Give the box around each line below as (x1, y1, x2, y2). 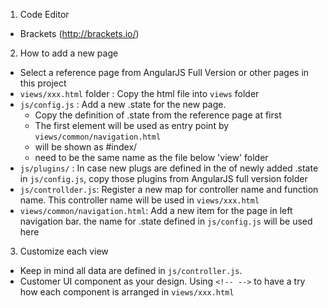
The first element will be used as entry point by (34, 120, 230, 131)
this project (19, 77, 67, 89)
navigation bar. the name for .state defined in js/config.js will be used (19, 215, 313, 227)
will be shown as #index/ (34, 141, 138, 153)
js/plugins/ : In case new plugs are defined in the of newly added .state (19, 162, 319, 174)
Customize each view (19, 245, 109, 257)
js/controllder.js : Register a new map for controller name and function (19, 184, 319, 195)
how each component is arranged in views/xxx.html (19, 286, 235, 298)
